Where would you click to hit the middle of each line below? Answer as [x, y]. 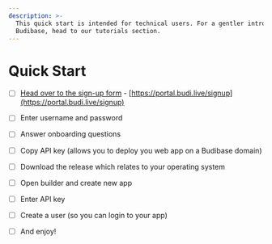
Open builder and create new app [76, 183]
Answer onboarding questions [70, 134]
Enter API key [42, 199]
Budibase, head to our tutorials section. [88, 31]
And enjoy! [38, 231]
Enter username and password [71, 118]
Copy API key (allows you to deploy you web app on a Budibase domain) [141, 150]
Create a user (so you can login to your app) [94, 215]
